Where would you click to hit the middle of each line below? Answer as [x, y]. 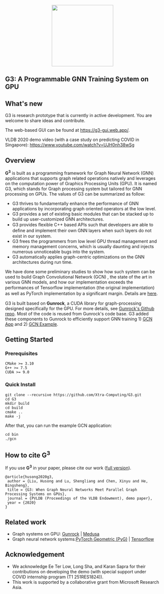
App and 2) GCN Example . [32, 324]
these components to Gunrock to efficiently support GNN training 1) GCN [79, 319]
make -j [13, 416]
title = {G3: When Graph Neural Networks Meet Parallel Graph [72, 490]
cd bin [12, 434]
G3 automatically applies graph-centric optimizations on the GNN [78, 257]
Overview [20, 160]
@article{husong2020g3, [29, 477]
